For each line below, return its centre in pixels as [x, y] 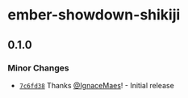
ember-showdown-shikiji [94, 15]
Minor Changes [38, 68]
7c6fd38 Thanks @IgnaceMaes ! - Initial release [96, 85]
